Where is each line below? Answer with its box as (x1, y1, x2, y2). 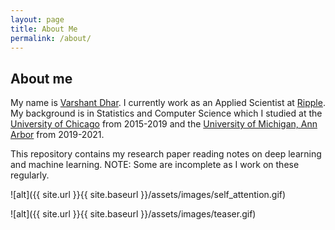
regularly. (10, 169, 50, 181)
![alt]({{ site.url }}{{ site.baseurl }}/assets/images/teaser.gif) (10, 208, 257, 220)
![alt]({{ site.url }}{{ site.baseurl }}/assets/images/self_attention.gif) (10, 189, 287, 201)
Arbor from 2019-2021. (10, 129, 105, 141)
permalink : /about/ (10, 33, 92, 43)
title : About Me (10, 24, 78, 34)
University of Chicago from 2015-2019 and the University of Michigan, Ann (10, 118, 318, 130)
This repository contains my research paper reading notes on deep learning (10, 148, 322, 160)
